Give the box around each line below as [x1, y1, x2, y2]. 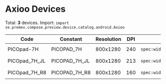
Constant [60, 35, 83, 42]
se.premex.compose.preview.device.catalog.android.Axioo [5, 25, 125, 30]
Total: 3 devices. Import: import [5, 20, 69, 26]
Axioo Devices [5, 3, 66, 15]
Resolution [95, 35, 122, 42]
